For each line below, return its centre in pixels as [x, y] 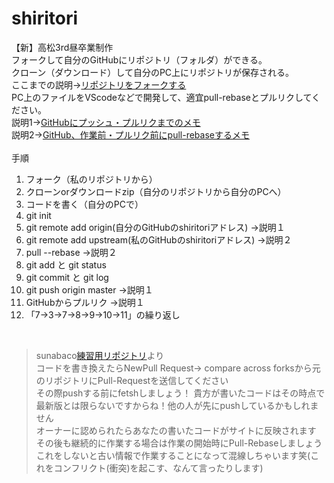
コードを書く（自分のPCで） [84, 204]
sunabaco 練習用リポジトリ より [100, 355]
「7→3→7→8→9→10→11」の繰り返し [103, 314]
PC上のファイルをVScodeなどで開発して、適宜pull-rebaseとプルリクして [162, 97]
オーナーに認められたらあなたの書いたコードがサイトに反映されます [176, 430]
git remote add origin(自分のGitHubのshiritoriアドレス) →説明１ [155, 227]
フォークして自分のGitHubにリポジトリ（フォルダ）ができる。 [139, 59]
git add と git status [66, 264]
